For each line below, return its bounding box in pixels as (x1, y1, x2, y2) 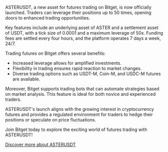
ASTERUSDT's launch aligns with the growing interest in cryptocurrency (5, 106, 154, 112)
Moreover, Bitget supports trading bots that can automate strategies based (5, 86, 159, 92)
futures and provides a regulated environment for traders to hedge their (5, 111, 153, 117)
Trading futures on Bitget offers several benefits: (5, 50, 106, 56)
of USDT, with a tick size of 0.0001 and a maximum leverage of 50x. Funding (5, 30, 163, 36)
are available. (12, 76, 40, 82)
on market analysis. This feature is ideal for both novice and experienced (5, 91, 156, 97)
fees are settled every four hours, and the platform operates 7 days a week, (5, 35, 161, 41)
